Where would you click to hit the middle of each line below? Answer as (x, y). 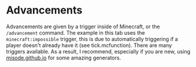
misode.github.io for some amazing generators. (64, 58)
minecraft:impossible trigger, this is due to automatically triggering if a (92, 39)
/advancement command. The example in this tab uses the (76, 32)
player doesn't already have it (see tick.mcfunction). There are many (89, 45)
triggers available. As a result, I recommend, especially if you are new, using (98, 51)
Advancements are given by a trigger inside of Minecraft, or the (83, 26)
